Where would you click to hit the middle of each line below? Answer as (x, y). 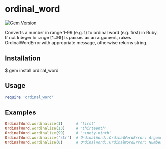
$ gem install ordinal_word (32, 70)
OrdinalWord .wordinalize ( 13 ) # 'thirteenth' (56, 129)
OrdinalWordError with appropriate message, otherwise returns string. (76, 42)
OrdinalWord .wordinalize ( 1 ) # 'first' (51, 124)
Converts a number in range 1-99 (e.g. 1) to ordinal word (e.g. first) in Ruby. (82, 32)
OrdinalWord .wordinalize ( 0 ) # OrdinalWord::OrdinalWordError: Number (84, 142)
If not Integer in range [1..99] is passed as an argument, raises (68, 37)
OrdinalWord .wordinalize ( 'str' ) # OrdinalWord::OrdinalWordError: (76, 137)
